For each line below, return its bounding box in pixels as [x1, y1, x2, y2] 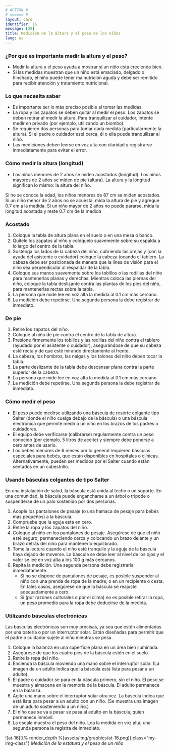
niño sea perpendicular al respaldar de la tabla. [12, 264, 111, 271]
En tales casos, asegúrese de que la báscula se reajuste [20, 583, 137, 589]
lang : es [5, 36, 24, 41]
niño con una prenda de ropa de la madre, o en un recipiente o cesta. [20, 578, 164, 584]
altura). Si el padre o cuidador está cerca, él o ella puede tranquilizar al [12, 131, 160, 137]
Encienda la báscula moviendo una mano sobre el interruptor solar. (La [12, 660, 160, 666]
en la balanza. [12, 687, 42, 694]
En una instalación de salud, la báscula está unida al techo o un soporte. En [5, 487, 162, 494]
